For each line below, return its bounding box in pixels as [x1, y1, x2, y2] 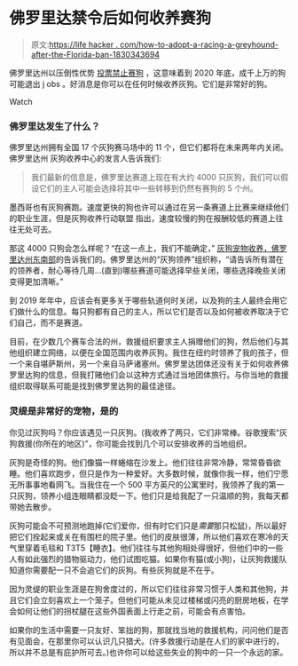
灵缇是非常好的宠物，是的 [9, 405, 119, 417]
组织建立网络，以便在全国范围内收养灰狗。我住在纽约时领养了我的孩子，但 [16, 347, 289, 358]
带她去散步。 [9, 501, 56, 511]
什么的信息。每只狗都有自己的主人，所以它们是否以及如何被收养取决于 [24, 306, 281, 317]
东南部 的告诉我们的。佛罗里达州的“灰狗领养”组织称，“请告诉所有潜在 [32, 254, 284, 265]
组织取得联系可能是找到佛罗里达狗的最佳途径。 [9, 381, 180, 392]
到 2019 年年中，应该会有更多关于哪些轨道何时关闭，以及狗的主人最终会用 [9, 295, 280, 306]
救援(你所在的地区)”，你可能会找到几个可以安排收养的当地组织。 [16, 438, 252, 448]
